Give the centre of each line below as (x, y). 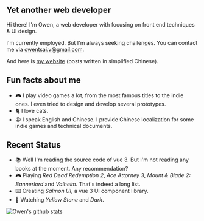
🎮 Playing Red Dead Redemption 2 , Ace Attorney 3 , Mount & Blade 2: (103, 175)
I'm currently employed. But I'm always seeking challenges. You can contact (102, 42)
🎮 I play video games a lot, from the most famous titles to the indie (99, 95)
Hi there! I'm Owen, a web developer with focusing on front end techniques (100, 24)
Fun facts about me (44, 80)
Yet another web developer (59, 10)
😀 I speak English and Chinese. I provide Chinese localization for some (104, 119)
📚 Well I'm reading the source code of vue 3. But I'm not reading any (102, 160)
